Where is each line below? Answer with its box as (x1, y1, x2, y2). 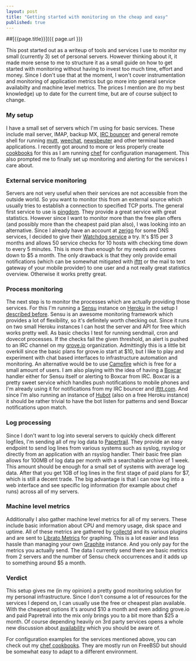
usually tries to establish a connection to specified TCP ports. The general (6, 202, 184, 209)
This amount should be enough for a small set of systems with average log (6, 463, 185, 470)
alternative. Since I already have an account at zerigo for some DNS (6, 226, 169, 234)
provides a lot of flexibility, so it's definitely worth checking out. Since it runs (6, 317, 190, 324)
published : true (6, 19, 45, 25)
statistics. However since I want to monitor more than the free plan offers (6, 214, 182, 221)
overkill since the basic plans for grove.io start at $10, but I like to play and (6, 348, 184, 355)
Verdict (6, 574, 27, 582)
